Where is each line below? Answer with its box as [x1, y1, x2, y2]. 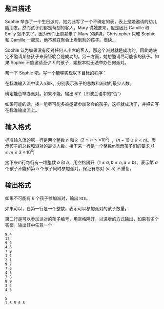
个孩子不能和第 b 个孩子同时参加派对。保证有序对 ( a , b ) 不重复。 [5, 165, 134, 171]
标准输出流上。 [9, 107, 40, 113]
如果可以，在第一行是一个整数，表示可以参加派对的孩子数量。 [5, 205, 129, 211]
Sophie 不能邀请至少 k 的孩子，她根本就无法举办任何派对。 [10, 59, 129, 65]
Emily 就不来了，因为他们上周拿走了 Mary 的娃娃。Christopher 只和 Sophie [5, 31, 156, 37]
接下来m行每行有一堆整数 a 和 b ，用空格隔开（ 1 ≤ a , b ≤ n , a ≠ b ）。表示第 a [5, 159, 158, 165]
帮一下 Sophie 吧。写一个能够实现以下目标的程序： [5, 70, 107, 76]
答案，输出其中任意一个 [5, 222, 52, 228]
